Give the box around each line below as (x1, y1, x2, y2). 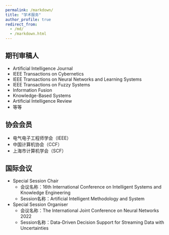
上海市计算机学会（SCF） (12, 148, 67, 154)
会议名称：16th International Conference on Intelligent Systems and (20, 184, 162, 190)
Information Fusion (12, 87, 52, 93)
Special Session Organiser (12, 201, 68, 207)
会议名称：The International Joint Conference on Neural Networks (20, 207, 159, 214)
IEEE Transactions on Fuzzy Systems (12, 81, 91, 87)
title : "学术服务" (5, 12, 42, 17)
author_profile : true (5, 17, 51, 22)
